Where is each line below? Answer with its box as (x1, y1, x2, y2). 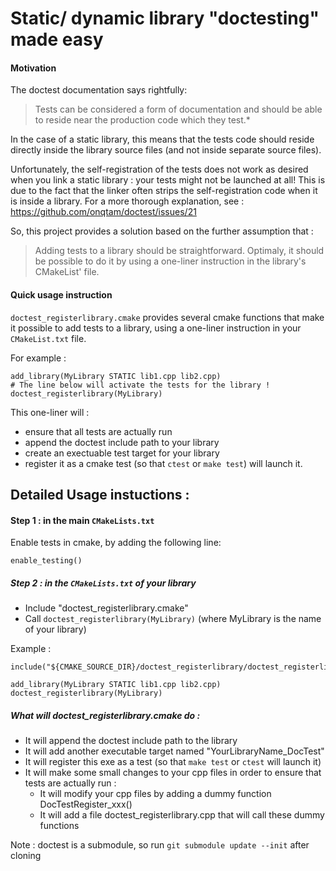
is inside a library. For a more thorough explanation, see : (10, 195, 245, 207)
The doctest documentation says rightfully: (10, 84, 188, 96)
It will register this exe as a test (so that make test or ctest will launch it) (24, 756, 322, 768)
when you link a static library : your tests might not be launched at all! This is (10, 174, 326, 186)
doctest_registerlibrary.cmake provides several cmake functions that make (10, 311, 325, 323)
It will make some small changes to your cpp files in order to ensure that (24, 767, 322, 779)
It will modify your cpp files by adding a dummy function (39, 788, 272, 800)
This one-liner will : (10, 406, 90, 418)
